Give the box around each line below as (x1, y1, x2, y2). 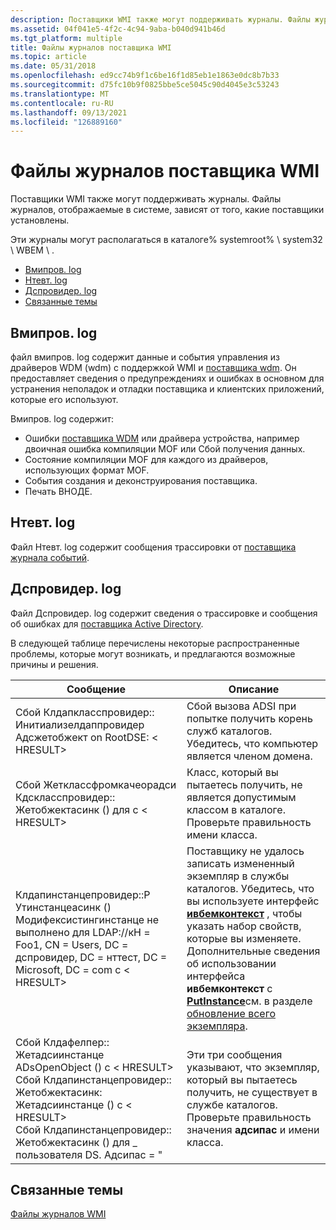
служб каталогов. (186, 724, 273, 738)
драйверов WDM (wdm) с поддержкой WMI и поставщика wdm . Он (10, 362, 297, 373)
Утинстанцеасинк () (15, 900, 112, 914)
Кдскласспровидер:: (15, 790, 116, 804)
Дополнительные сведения (186, 944, 321, 958)
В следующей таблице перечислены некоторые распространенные (10, 637, 300, 649)
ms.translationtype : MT (10, 89, 110, 99)
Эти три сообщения (186, 1047, 283, 1061)
